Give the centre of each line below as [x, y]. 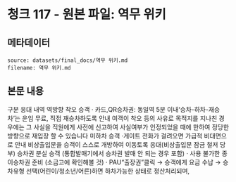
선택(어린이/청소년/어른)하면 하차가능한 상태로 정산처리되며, [108, 171]
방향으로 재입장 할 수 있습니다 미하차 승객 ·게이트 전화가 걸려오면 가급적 [105, 136]
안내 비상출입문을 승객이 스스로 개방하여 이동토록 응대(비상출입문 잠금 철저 [116, 144]
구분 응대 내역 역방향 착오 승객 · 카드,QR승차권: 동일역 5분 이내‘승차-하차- [108, 109]
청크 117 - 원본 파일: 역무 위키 [87, 14]
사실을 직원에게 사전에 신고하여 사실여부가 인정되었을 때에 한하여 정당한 [131, 126]
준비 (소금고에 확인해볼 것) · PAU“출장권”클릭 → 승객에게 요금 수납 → [126, 162]
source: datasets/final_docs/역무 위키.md [68, 60]
